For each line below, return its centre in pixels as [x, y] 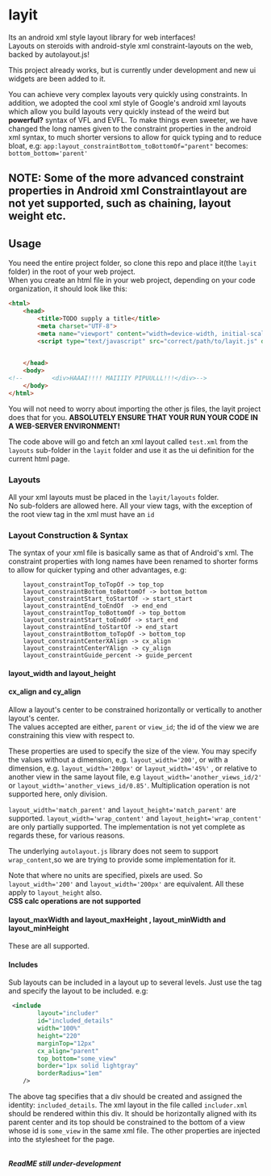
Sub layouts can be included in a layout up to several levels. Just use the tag [135, 982]
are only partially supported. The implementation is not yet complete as [127, 827]
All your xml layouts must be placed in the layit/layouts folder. [114, 497]
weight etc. [38, 216]
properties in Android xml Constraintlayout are [128, 191]
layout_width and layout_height [62, 673]
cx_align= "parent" [68, 1051]
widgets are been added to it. [57, 78]
